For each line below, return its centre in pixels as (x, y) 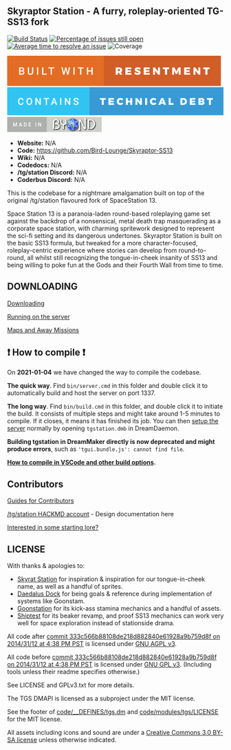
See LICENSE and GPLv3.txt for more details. (71, 685)
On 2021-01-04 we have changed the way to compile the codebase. (104, 372)
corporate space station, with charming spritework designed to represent (111, 228)
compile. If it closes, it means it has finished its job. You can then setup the (113, 421)
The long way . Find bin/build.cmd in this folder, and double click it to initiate (115, 407)
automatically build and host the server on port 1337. (81, 393)
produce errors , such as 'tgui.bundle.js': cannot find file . (96, 449)
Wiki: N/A (31, 157)
